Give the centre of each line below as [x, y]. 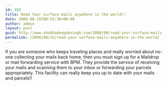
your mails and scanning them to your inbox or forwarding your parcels [78, 67]
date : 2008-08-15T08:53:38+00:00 [40, 19]
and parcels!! [19, 78]
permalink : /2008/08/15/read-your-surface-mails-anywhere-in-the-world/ [82, 38]
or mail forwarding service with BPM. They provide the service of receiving [82, 62]
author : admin [20, 24]
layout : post [19, 28]
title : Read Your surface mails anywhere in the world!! [66, 14]
